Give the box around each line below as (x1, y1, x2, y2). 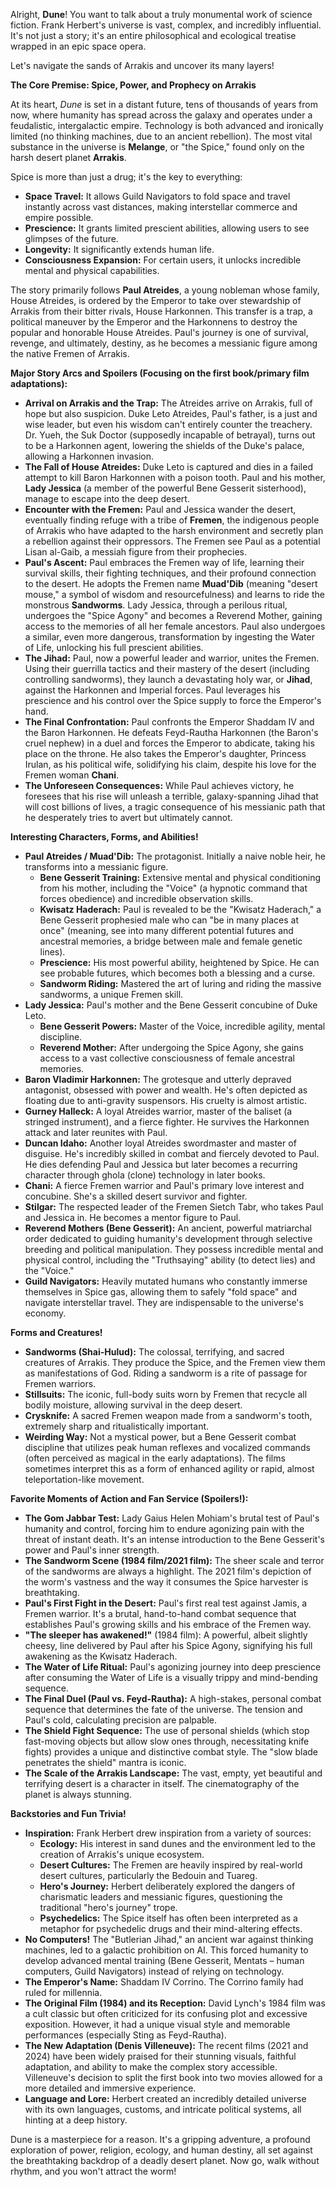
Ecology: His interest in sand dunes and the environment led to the (39, 1838, 316, 1849)
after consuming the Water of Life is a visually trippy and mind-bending (24, 1672, 318, 1683)
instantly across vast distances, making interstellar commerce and (24, 201, 298, 213)
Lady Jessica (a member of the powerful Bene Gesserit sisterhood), (24, 482, 307, 494)
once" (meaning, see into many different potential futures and (39, 925, 294, 936)
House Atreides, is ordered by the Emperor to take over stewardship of (10, 295, 302, 306)
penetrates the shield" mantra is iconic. (24, 1757, 187, 1768)
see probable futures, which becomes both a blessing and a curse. (39, 967, 316, 979)
